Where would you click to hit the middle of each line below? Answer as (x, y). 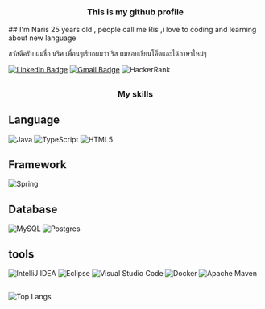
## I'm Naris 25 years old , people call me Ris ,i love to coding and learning (132, 30)
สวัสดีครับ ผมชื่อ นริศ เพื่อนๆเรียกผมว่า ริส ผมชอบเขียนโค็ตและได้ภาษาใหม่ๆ (108, 54)
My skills (135, 93)
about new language (42, 38)
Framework (37, 165)
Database (33, 209)
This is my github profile (135, 12)
